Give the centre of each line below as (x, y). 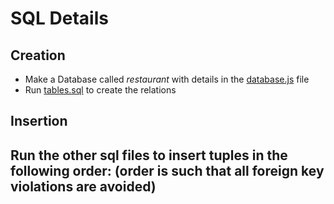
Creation (38, 55)
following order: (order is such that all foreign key (167, 170)
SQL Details (59, 18)
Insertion (39, 121)
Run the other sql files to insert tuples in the (149, 155)
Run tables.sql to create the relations (100, 90)
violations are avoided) (83, 186)
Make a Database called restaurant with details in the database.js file (167, 79)
